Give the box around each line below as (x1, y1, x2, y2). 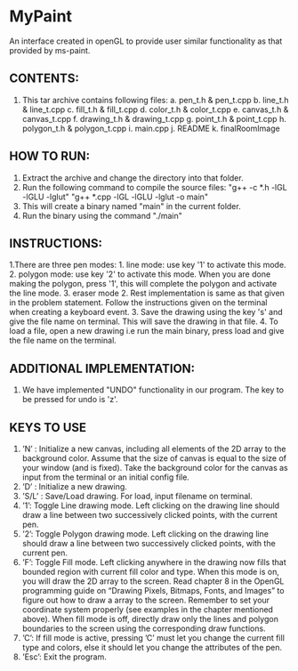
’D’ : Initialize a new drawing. (21, 481, 127, 491)
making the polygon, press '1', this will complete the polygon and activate (9, 279, 278, 289)
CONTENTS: (9, 71, 80, 86)
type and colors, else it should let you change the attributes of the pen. (21, 643, 283, 652)
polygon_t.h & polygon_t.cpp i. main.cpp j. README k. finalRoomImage (21, 123, 280, 133)
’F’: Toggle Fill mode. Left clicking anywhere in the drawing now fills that (21, 557, 286, 567)
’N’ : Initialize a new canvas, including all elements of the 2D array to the (21, 443, 286, 454)
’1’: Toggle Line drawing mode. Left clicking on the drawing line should (21, 500, 280, 511)
